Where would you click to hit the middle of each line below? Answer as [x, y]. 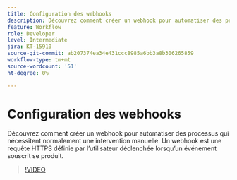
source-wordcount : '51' [42, 66]
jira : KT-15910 [30, 47]
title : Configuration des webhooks [60, 14]
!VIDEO [35, 169]
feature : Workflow [34, 27]
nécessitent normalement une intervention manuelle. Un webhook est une [115, 141]
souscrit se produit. [36, 156]
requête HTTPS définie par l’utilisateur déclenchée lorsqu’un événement [112, 148]
